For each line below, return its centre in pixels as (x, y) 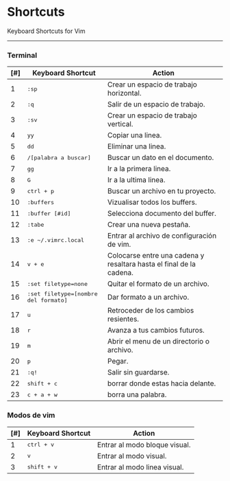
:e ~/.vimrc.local (55, 240)
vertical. (120, 124)
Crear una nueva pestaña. (149, 225)
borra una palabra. (137, 394)
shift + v (42, 467)
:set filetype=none (57, 283)
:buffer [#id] (49, 213)
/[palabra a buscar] (59, 158)
